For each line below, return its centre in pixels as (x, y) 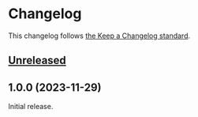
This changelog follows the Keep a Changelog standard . (99, 36)
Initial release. (31, 107)
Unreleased (37, 60)
